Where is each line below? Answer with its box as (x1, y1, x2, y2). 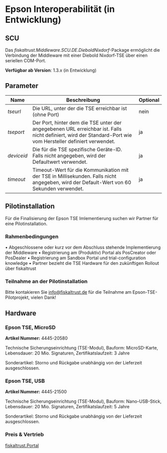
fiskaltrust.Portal (5, 442, 39, 449)
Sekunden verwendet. (32, 185, 84, 192)
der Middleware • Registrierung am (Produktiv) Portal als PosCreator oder (5, 249, 157, 255)
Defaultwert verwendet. (32, 158, 88, 165)
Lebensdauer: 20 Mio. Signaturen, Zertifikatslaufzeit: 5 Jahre (5, 404, 130, 410)
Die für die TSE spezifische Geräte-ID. (32, 146, 122, 153)
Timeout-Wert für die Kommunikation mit (32, 166, 129, 173)
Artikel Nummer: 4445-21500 (5, 389, 67, 395)
